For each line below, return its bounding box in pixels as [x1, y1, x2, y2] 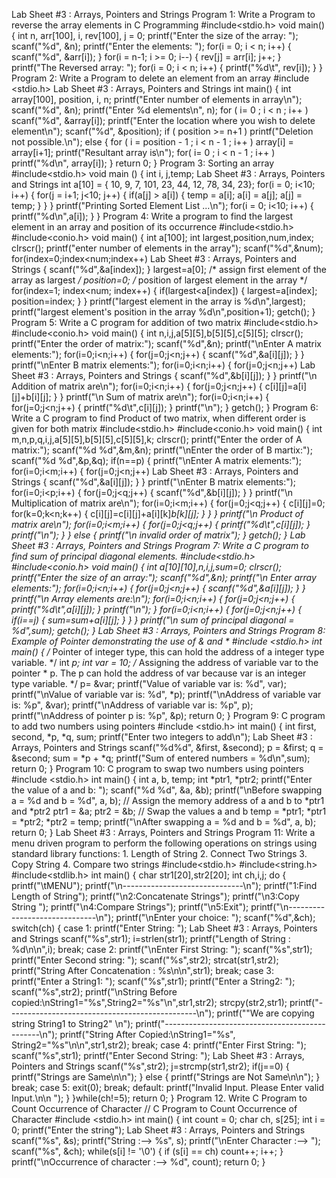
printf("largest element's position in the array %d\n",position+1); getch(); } [11, 306, 316, 318]
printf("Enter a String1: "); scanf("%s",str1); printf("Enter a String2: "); [11, 975, 296, 987]
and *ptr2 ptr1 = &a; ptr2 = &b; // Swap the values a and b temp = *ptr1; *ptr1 [11, 805, 327, 817]
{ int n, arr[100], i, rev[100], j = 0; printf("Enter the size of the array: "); [11, 30, 299, 41]
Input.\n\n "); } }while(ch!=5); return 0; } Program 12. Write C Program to [11, 1092, 308, 1104]
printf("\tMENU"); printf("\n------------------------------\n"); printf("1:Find [11, 880, 318, 891]
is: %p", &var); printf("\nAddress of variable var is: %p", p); [11, 699, 254, 711]
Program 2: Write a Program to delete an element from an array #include [11, 72, 310, 84]
